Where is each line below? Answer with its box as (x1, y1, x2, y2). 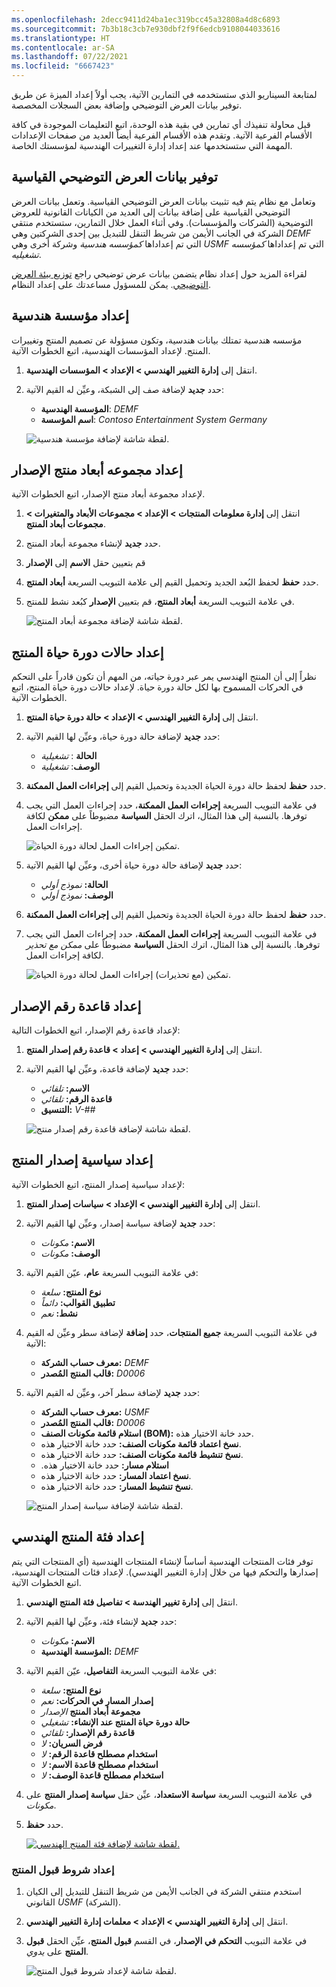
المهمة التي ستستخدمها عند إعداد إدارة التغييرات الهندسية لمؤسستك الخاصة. (11, 140, 293, 151)
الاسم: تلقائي (40, 1082, 90, 1095)
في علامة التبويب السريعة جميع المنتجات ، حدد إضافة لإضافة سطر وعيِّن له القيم (25, 1326, 318, 1338)
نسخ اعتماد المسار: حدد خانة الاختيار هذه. (40, 1469, 192, 1481)
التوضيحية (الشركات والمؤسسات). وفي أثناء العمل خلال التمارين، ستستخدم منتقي (11, 216, 314, 228)
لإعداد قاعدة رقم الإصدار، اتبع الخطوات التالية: (11, 1024, 181, 1036)
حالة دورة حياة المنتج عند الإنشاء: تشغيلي (40, 1716, 191, 1728)
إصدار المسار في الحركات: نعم (40, 1694, 154, 1706)
